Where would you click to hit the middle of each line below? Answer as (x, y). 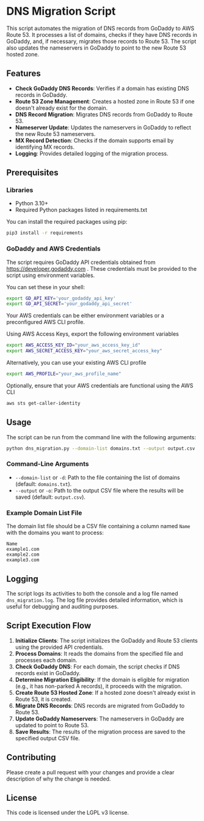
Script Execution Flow (49, 626)
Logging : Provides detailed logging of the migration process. (92, 153)
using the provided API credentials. (59, 647)
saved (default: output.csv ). (50, 497)
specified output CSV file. (48, 738)
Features (24, 74)
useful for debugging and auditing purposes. (63, 606)
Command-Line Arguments (48, 464)
